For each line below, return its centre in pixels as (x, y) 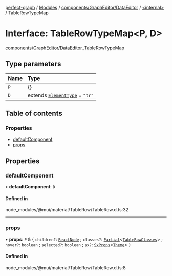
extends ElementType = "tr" (60, 95)
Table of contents (34, 114)
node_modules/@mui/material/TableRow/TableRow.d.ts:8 (66, 268)
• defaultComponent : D (30, 187)
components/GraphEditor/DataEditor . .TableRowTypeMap (65, 48)
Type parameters (33, 64)
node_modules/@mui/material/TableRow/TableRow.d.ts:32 (67, 210)
